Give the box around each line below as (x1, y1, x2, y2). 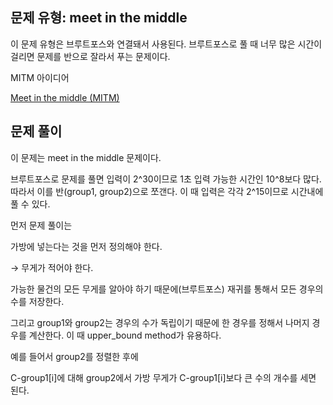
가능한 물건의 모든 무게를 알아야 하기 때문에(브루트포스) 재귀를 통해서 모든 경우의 (10, 283, 324, 295)
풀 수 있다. (10, 198, 51, 210)
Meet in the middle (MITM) (10, 91, 120, 103)
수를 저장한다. (10, 295, 65, 307)
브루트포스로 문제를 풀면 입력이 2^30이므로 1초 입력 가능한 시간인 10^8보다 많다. (10, 173, 322, 185)
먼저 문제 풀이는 (10, 219, 73, 231)
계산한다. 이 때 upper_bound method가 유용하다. (28, 329, 222, 341)
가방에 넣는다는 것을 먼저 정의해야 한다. (10, 240, 163, 252)
